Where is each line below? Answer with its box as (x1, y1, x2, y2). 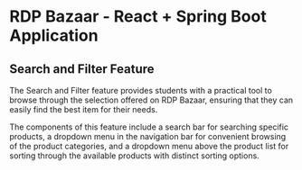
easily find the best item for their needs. (9, 104, 158, 114)
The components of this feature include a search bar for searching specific (9, 121, 289, 132)
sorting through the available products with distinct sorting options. (9, 150, 260, 161)
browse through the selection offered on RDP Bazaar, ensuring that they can (9, 94, 294, 105)
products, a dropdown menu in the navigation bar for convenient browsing (9, 131, 287, 141)
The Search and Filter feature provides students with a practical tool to (9, 85, 273, 95)
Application (9, 25, 99, 46)
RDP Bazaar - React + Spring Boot (9, 6, 267, 27)
